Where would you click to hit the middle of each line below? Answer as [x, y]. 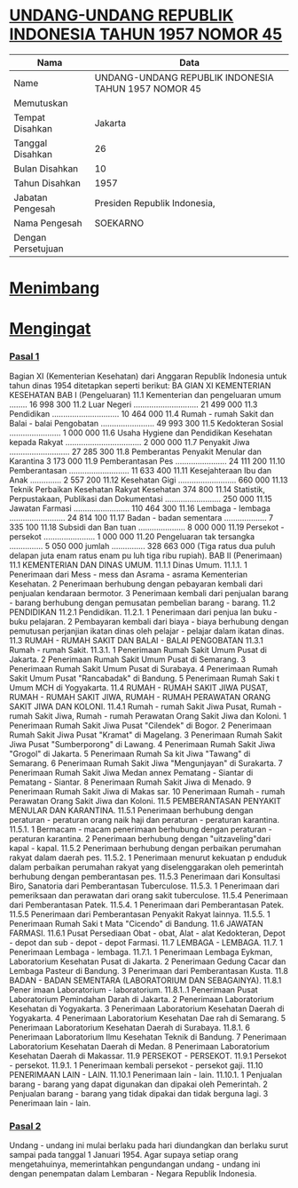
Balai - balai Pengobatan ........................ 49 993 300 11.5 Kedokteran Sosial [146, 423]
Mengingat [50, 329]
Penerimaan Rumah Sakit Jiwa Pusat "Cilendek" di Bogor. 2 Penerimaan [141, 725]
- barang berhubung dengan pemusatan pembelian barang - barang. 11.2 [143, 602]
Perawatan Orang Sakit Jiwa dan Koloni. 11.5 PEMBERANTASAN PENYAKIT [145, 801]
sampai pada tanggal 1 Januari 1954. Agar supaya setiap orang [124, 1154]
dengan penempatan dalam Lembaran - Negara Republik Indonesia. [133, 1173]
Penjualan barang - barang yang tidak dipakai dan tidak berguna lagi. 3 [139, 1093]
